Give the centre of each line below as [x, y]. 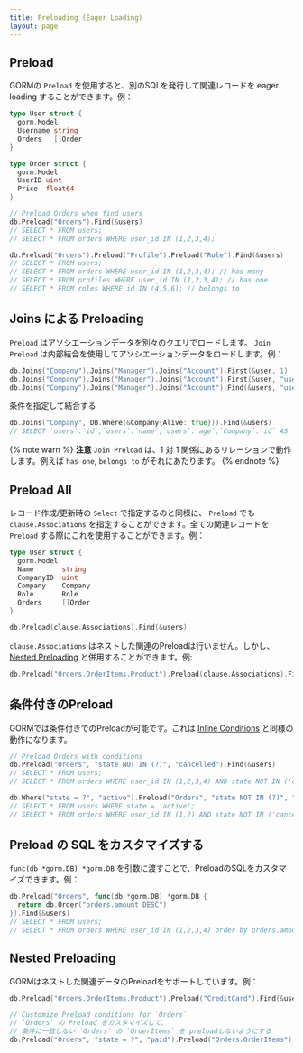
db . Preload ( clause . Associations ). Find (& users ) [98, 627]
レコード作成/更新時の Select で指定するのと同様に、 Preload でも [132, 513]
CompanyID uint [48, 577]
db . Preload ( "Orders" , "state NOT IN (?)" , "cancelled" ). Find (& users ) [143, 765]
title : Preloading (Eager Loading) [76, 18]
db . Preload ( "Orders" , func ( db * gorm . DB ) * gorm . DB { [109, 897]
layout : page [34, 26]
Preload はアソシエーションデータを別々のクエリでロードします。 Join [140, 342]
